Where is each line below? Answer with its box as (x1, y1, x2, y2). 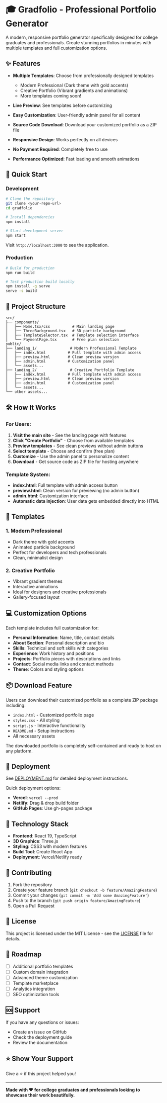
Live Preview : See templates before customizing (12, 102, 112, 108)
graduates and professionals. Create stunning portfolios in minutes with (5, 39, 152, 45)
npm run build (5, 270, 35, 275)
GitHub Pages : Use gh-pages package (12, 805, 93, 811)
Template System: (5, 471, 51, 478)
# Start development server (5, 228, 64, 233)
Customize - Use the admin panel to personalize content (12, 453, 129, 459)
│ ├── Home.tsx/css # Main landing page (5, 324, 114, 329)
